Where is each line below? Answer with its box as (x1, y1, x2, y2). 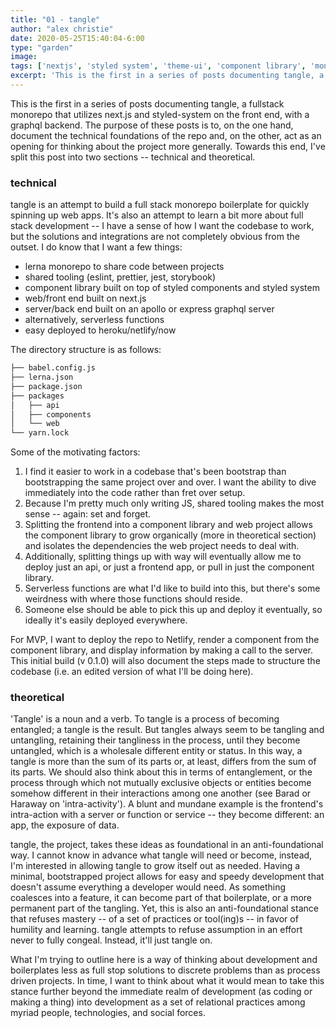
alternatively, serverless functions (24, 314, 165, 326)
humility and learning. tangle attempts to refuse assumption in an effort (10, 924, 303, 936)
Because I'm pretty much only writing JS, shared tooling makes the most (24, 497, 325, 510)
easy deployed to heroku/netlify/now (24, 324, 177, 336)
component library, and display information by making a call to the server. (10, 644, 314, 656)
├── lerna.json (10, 372, 74, 383)
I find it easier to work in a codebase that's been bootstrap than (24, 466, 287, 478)
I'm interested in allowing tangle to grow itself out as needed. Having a (10, 860, 301, 872)
